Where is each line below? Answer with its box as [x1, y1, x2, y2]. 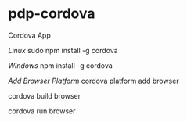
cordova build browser [8, 91, 81, 100]
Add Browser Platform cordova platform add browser [8, 76, 179, 85]
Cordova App [8, 30, 51, 40]
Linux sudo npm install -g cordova [8, 45, 119, 55]
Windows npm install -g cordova [8, 60, 113, 70]
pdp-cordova [8, 5, 95, 23]
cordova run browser [8, 106, 76, 116]
